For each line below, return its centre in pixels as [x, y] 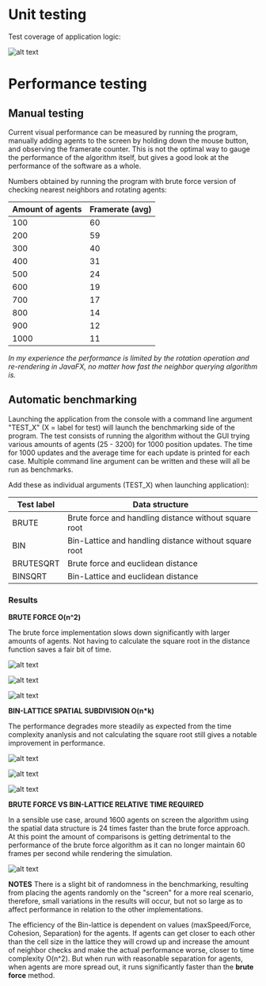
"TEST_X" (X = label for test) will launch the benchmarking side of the [122, 427]
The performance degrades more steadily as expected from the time [120, 726]
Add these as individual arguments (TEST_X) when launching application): [129, 484]
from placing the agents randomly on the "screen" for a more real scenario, [131, 892]
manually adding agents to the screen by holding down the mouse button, [128, 140]
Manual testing [46, 113]
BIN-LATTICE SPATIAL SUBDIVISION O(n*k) [81, 711]
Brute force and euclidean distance [132, 563]
